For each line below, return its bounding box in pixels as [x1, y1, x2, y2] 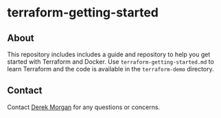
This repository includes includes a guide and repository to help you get [7, 50, 211, 58]
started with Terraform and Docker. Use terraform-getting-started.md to [7, 58, 214, 66]
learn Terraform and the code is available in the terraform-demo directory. [7, 65, 214, 73]
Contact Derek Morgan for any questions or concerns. [7, 103, 160, 111]
